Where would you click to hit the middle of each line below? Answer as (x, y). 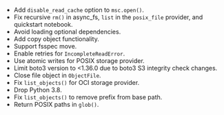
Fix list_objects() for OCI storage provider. (77, 82)
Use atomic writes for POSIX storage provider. (79, 61)
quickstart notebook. (43, 24)
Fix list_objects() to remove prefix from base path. (88, 97)
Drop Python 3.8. (38, 90)
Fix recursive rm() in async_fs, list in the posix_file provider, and (108, 17)
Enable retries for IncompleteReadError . (69, 53)
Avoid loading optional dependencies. (67, 31)
